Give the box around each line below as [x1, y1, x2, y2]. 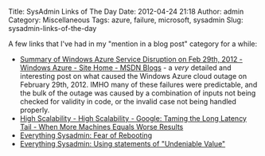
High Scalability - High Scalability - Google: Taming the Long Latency [19, 114, 247, 123]
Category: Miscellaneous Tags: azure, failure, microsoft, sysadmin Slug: [8, 15, 244, 25]
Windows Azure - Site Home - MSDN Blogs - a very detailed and [19, 63, 232, 72]
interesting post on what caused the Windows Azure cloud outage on [19, 72, 247, 80]
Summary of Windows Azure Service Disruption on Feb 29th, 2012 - [19, 55, 243, 64]
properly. [19, 105, 50, 115]
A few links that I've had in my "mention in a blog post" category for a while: [8, 39, 257, 49]
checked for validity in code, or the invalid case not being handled [19, 97, 237, 106]
